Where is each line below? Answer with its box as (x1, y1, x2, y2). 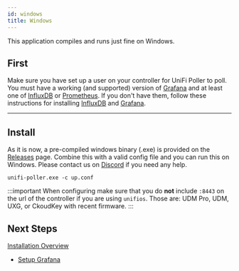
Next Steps (7, 223, 58, 235)
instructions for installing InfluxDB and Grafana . (7, 99, 147, 108)
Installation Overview (7, 241, 69, 250)
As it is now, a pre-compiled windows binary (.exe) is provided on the (7, 145, 211, 154)
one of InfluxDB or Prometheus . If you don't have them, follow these (7, 91, 207, 100)
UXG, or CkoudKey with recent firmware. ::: (7, 202, 134, 210)
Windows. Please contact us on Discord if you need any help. (7, 160, 187, 169)
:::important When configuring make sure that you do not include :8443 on (7, 187, 225, 195)
